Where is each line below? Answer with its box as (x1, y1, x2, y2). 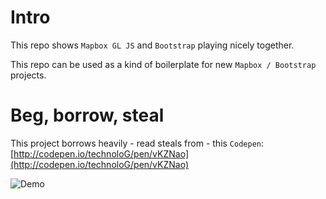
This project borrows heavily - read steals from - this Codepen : (10, 137, 265, 149)
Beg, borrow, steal (10, 104, 165, 127)
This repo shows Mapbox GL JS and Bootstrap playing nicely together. (10, 39, 295, 51)
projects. (10, 69, 47, 81)
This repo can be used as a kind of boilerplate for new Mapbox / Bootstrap (10, 58, 317, 70)
